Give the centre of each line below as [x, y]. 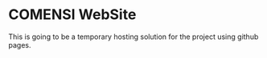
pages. [20, 44]
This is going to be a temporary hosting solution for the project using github [133, 37]
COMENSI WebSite [72, 15]
